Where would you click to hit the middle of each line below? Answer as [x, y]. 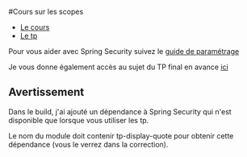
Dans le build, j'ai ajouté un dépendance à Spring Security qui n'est [120, 111]
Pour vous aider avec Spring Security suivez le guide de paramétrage [124, 51]
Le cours [35, 27]
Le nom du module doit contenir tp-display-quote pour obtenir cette [121, 135]
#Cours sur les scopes [46, 12]
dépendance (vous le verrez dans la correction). [88, 144]
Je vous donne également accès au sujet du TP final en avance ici [118, 67]
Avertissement [46, 92]
